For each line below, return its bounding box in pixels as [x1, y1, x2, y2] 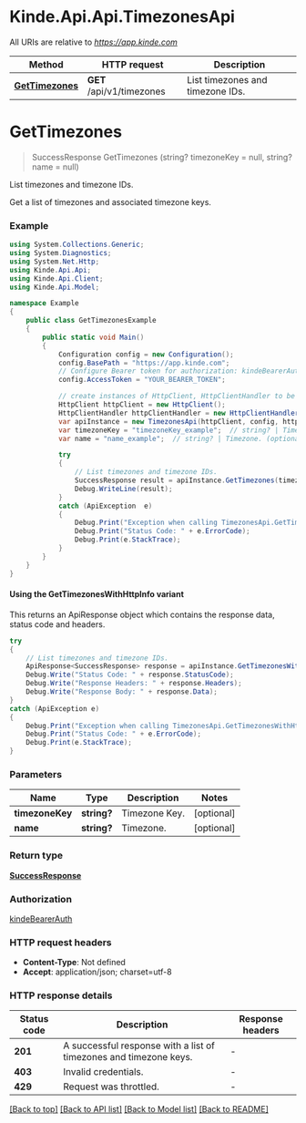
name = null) [31, 161, 79, 172]
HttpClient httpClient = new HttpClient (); [57, 400, 226, 409]
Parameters [9, 768, 62, 780]
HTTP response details [9, 989, 113, 1002]
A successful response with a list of [63, 1039, 216, 1052]
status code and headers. [9, 618, 106, 630]
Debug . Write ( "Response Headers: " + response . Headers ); [25, 679, 243, 688]
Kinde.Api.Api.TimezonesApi [9, 6, 235, 27]
